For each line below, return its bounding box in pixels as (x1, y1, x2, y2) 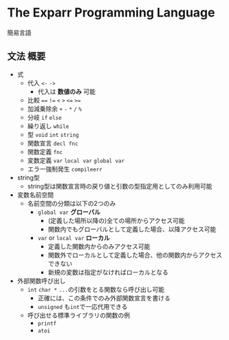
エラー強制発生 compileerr (27, 164, 103, 173)
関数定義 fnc (27, 147, 63, 156)
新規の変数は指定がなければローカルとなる (47, 268, 168, 276)
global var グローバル (37, 208, 101, 216)
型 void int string (27, 130, 79, 138)
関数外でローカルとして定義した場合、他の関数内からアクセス (47, 251, 223, 259)
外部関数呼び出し (17, 277, 66, 285)
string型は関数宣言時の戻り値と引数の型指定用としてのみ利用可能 (27, 182, 212, 190)
